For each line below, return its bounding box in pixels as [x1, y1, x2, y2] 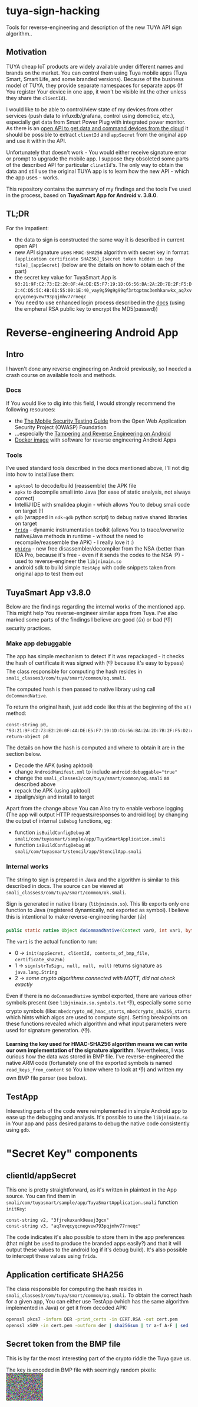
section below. [6, 751, 41, 758]
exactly [14, 981, 33, 988]
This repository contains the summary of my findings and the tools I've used [6, 185, 192, 192]
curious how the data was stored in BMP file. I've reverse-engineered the [6, 1053, 184, 1060]
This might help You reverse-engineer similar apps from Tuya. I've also [6, 609, 178, 616]
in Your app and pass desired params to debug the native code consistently [6, 1120, 190, 1127]
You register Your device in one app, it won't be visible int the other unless [6, 88, 187, 95]
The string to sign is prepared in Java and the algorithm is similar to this [6, 876, 180, 883]
